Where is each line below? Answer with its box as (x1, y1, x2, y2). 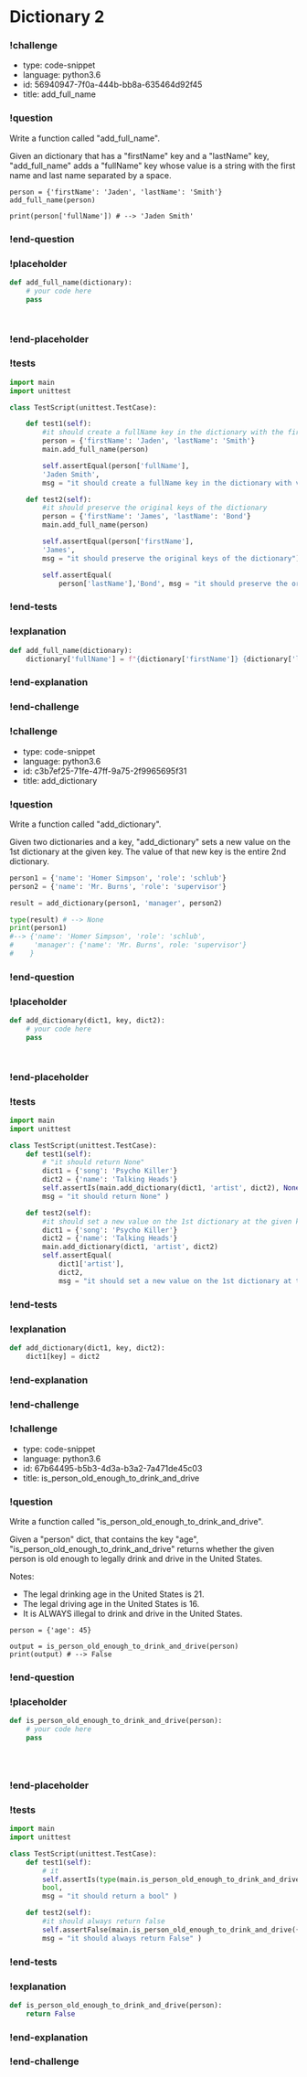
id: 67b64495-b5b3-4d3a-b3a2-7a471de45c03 (22, 1462, 203, 1473)
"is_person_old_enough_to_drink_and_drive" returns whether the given (9, 1544, 275, 1555)
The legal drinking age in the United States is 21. (22, 1589, 205, 1600)
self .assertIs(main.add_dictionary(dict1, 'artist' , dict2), (42, 1183, 281, 1193)
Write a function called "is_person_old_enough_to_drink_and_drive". (9, 1516, 264, 1527)
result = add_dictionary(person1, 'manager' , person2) (9, 898, 223, 907)
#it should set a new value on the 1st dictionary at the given (42, 1216, 292, 1226)
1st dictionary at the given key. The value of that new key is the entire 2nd (9, 846, 286, 857)
